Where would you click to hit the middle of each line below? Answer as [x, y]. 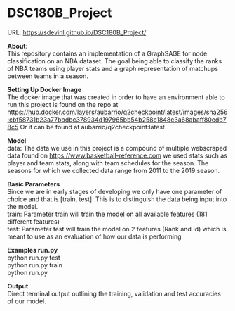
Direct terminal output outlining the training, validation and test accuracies [114, 293]
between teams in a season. [48, 76]
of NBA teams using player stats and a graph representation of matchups [113, 68]
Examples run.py [33, 250]
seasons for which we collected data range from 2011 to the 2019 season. [113, 170]
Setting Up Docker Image [45, 89]
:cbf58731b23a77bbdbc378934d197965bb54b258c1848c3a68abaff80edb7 [117, 119]
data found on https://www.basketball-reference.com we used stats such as [117, 155]
